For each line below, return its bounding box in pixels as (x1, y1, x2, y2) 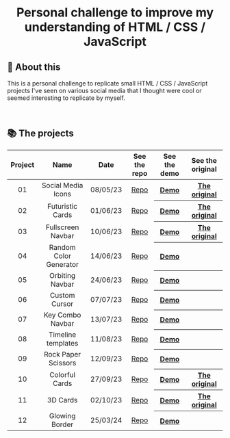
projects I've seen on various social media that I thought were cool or (7, 87, 202, 94)
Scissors (48, 358, 77, 368)
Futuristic (47, 201, 77, 211)
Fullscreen (45, 222, 79, 232)
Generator (46, 260, 79, 270)
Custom (49, 291, 75, 300)
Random (49, 243, 77, 253)
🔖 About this (7, 61, 61, 73)
